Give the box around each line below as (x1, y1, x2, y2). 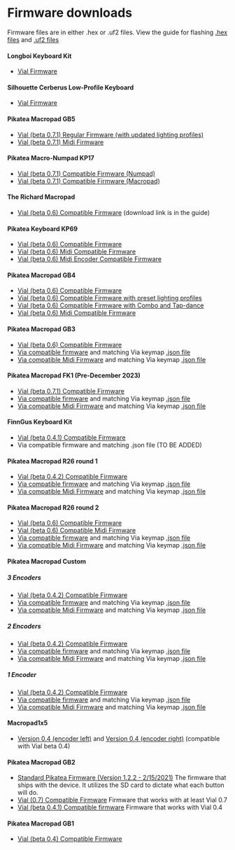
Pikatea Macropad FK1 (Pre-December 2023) (7, 371, 141, 379)
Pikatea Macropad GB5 (7, 114, 76, 123)
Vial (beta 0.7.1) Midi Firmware (17, 138, 104, 146)
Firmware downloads (7, 5, 133, 21)
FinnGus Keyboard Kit (7, 418, 73, 426)
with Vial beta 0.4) (17, 742, 71, 751)
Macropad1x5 (7, 719, 48, 727)
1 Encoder (7, 670, 37, 678)
